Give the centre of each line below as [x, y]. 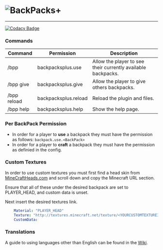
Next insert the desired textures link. [41, 202]
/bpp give [18, 85]
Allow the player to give [119, 81]
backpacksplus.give [60, 85]
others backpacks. [113, 88]
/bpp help [18, 109]
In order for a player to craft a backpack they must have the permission [83, 145]
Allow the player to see [118, 61]
